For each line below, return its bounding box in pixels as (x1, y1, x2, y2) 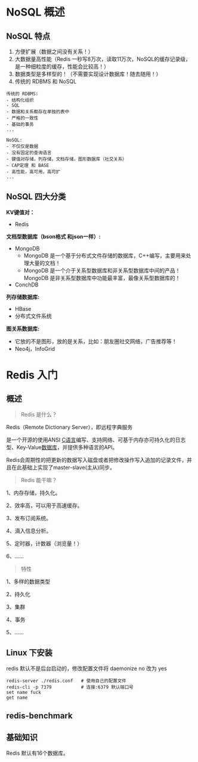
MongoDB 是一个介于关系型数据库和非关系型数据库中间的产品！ (23, 267, 181, 274)
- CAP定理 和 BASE (6, 162, 49, 168)
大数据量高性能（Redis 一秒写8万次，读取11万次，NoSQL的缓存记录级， (14, 55, 191, 63)
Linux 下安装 (6, 648, 52, 658)
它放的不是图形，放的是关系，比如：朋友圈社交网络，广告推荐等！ (14, 338, 177, 345)
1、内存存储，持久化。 (6, 489, 61, 496)
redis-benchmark (6, 711, 73, 721)
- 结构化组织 (6, 97, 34, 103)
